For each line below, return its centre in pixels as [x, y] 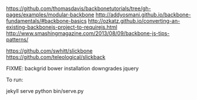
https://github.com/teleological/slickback [56, 57]
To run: [15, 80]
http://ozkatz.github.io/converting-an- [134, 21]
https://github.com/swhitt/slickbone [49, 51]
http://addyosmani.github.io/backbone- [143, 15]
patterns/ [17, 39]
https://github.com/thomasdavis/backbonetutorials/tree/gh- [79, 8]
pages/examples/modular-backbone [50, 15]
